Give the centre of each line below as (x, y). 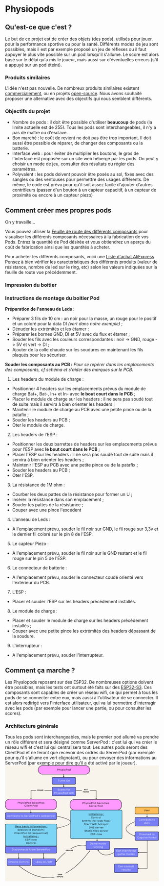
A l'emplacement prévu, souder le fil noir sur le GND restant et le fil (80, 553)
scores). (13, 714)
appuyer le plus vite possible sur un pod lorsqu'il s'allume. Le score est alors (82, 54)
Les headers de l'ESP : (35, 434)
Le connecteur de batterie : (40, 567)
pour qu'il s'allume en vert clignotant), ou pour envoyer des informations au (81, 758)
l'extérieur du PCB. (31, 582)
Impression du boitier (31, 285)
